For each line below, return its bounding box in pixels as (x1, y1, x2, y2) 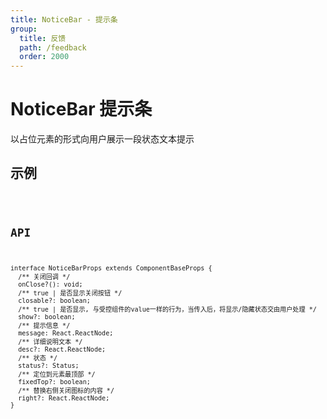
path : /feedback (19, 42, 87, 53)
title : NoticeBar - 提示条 (10, 14, 118, 25)
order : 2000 (19, 52, 70, 62)
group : (10, 24, 38, 34)
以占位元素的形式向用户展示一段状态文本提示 (10, 133, 195, 145)
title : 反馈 (19, 33, 67, 43)
